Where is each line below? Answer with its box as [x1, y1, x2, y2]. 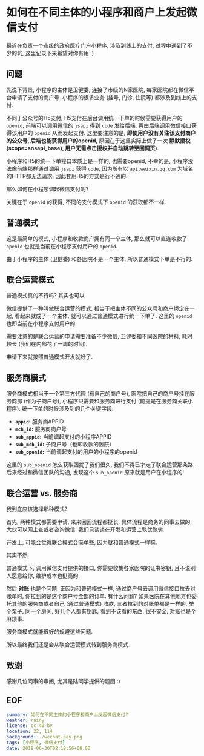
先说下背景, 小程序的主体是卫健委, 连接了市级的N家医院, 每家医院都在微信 [6, 86, 189, 93]
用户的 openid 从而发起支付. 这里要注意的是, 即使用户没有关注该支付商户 [16, 129, 196, 136]
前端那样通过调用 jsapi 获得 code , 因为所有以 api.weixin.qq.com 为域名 [16, 165, 194, 172]
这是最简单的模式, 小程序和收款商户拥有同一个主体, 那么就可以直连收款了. [6, 234, 189, 242]
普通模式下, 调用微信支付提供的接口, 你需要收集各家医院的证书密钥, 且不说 [6, 565, 191, 571]
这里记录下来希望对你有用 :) [25, 49, 94, 56]
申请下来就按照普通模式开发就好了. [6, 353, 93, 360]
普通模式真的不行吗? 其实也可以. [6, 292, 87, 299]
